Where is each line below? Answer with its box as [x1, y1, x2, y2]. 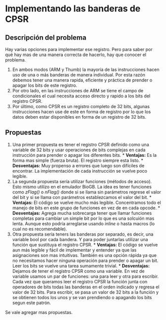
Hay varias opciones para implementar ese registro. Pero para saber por [5, 47, 153, 52]
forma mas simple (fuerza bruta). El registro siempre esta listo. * [12, 157, 144, 163]
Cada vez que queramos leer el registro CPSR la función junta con [12, 278, 148, 284]
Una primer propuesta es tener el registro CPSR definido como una [12, 141, 150, 147]
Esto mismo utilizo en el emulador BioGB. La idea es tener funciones [12, 184, 152, 190]
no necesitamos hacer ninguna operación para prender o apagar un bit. [12, 257, 159, 263]
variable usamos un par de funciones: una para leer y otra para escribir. [12, 273, 159, 279]
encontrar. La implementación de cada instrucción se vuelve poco [12, 168, 148, 174]
